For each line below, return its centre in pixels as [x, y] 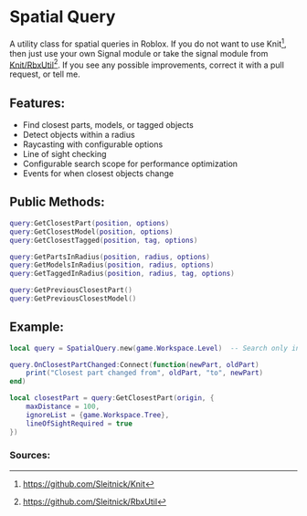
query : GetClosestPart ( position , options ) [90, 223]
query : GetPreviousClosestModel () [73, 299]
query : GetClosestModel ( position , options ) [91, 232]
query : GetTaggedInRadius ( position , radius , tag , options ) [122, 274]
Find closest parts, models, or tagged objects [108, 125]
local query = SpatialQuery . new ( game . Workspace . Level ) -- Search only [148, 348]
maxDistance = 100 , [63, 407]
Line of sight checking [64, 154]
